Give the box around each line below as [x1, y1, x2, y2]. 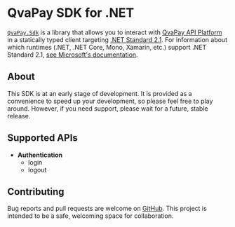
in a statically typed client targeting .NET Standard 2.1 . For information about [7, 35, 228, 43]
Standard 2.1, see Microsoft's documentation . [7, 50, 138, 59]
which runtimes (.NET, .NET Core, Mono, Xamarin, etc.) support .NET [7, 43, 207, 51]
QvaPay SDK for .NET [7, 5, 135, 21]
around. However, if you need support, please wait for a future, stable [7, 104, 208, 113]
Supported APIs [7, 132, 79, 144]
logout [27, 165, 47, 174]
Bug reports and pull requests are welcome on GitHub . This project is [7, 205, 207, 213]
